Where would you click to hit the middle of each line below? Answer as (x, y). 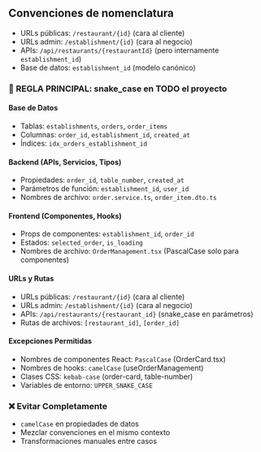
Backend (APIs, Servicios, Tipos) (65, 162)
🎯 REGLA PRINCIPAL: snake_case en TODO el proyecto (118, 89)
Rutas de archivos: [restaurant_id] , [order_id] (100, 322)
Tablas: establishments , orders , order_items (94, 126)
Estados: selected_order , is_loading (82, 242)
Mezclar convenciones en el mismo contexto (95, 432)
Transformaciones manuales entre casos (88, 441)
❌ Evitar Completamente (58, 406)
